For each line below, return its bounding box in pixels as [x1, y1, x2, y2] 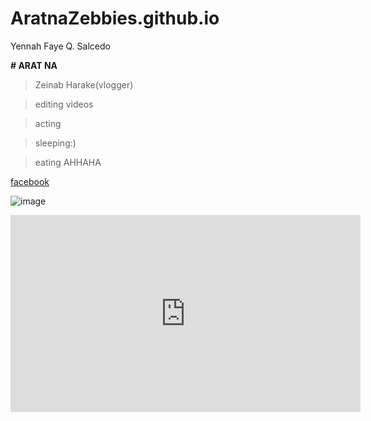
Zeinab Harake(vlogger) [34, 78, 134, 91]
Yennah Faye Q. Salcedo [10, 40, 111, 52]
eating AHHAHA [34, 156, 102, 168]
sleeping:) [34, 137, 77, 149]
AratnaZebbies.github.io [10, 7, 220, 30]
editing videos [34, 98, 94, 110]
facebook [10, 175, 50, 187]
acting [34, 117, 62, 129]
